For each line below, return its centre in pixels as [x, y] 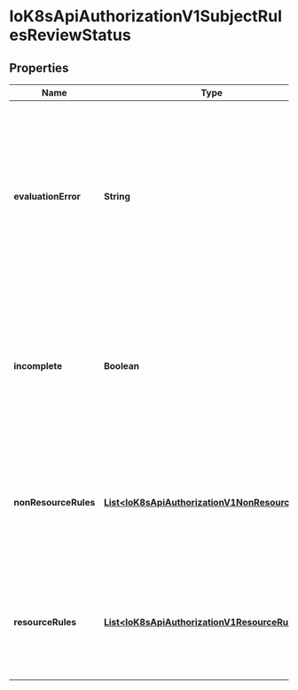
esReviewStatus [70, 35]
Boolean [122, 366]
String [117, 196]
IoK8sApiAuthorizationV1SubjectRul [145, 16]
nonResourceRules [55, 502]
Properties [39, 68]
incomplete [38, 366]
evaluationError [47, 196]
